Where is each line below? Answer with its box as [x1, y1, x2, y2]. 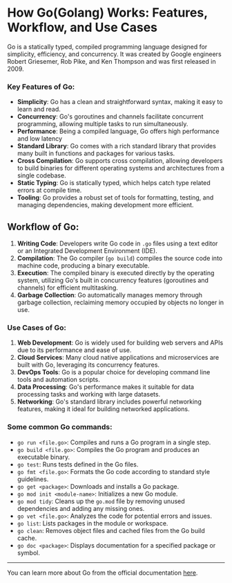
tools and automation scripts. [17, 376, 100, 384]
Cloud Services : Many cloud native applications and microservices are [17, 354, 220, 362]
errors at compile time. [17, 186, 82, 195]
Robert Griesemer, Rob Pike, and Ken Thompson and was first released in [7, 57, 216, 65]
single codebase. [17, 171, 67, 180]
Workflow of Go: [7, 220, 79, 233]
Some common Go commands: [7, 422, 113, 432]
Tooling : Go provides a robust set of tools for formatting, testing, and [17, 193, 214, 202]
